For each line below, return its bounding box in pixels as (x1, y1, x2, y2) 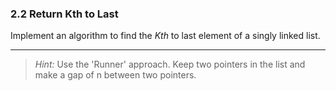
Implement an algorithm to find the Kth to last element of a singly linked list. (10, 30, 321, 42)
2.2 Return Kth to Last (10, 7, 119, 21)
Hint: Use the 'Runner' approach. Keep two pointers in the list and (34, 58, 306, 71)
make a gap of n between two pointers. (34, 69, 197, 81)
